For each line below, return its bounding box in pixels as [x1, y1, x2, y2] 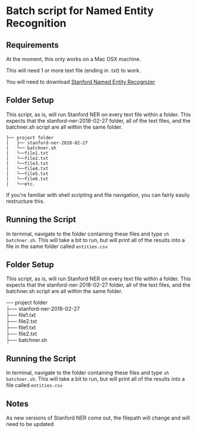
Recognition [6, 16, 66, 30]
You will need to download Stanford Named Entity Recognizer [6, 78, 155, 85]
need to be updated [6, 421, 54, 428]
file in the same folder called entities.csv [6, 243, 108, 250]
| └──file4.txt [6, 166, 49, 172]
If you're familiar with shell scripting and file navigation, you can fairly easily [6, 191, 190, 198]
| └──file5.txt [6, 170, 49, 177]
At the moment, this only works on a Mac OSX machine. [6, 56, 141, 62]
